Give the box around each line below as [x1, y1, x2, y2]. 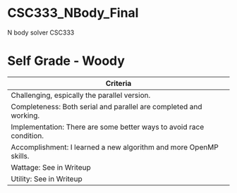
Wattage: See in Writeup [11, 162, 91, 172]
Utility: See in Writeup [11, 174, 83, 184]
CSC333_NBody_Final [7, 5, 139, 21]
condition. [11, 130, 44, 140]
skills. [11, 151, 30, 161]
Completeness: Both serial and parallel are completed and [11, 101, 202, 111]
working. [11, 111, 40, 120]
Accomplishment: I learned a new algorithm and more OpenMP [11, 142, 219, 152]
